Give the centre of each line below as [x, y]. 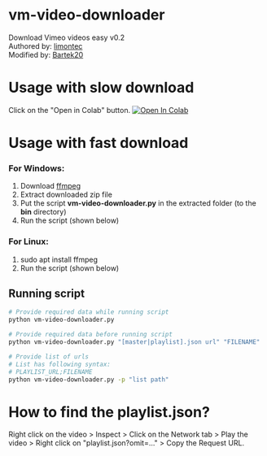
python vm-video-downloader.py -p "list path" [89, 380]
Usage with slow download [101, 88]
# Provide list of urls [49, 356]
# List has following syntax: [60, 364]
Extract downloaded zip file [66, 195]
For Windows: [37, 168]
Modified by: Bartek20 [46, 54]
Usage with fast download [98, 143]
